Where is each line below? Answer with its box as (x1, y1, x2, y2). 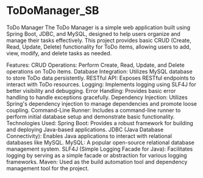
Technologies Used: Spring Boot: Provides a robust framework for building (6, 119, 193, 126)
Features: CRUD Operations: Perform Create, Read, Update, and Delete (6, 61, 185, 69)
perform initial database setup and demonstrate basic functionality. (6, 113, 175, 120)
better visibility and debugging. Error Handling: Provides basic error (6, 87, 176, 94)
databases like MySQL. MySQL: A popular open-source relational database (6, 139, 195, 146)
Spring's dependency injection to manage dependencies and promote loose (6, 100, 197, 107)
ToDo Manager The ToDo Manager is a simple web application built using (6, 24, 191, 31)
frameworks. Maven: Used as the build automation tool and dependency (6, 158, 188, 165)
